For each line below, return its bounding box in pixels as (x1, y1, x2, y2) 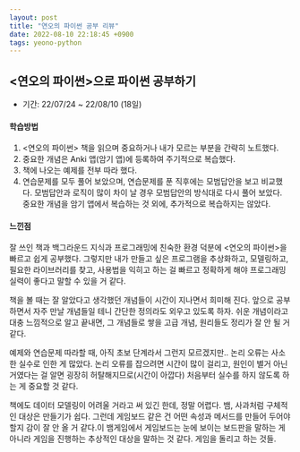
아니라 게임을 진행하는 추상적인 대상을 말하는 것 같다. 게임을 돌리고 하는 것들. (9, 433, 277, 444)
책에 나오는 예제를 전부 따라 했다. (21, 165, 137, 175)
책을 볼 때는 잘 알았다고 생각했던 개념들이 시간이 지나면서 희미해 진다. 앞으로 (9, 294, 275, 305)
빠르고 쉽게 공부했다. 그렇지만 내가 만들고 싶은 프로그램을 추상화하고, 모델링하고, (9, 253, 289, 264)
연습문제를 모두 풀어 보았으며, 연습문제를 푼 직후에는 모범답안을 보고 (21, 176, 260, 187)
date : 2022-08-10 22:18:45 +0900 (9, 30, 134, 38)
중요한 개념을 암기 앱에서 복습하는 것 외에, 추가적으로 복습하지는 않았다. (21, 199, 271, 209)
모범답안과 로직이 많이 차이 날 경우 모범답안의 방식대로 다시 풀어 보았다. (34, 187, 283, 198)
